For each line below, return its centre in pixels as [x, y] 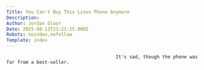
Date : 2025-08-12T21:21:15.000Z [47, 29]
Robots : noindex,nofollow [39, 35]
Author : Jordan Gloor [34, 23]
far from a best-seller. [38, 62]
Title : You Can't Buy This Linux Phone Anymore [68, 12]
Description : [23, 18]
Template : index [27, 40]
